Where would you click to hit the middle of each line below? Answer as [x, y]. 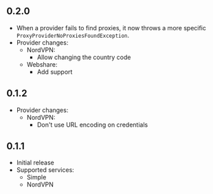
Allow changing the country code [84, 57]
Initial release [35, 163]
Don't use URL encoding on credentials [92, 125]
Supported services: [45, 170]
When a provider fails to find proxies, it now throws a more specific [111, 28]
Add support [55, 72]
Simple [36, 177]
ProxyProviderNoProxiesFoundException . [73, 35]
